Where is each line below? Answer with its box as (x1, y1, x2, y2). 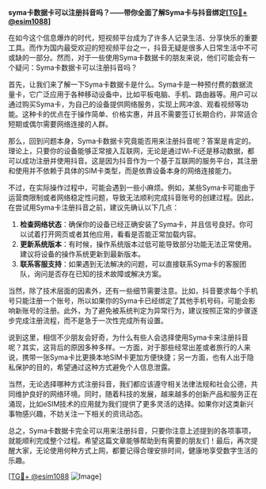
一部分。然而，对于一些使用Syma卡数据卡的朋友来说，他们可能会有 (28, 53, 249, 62)
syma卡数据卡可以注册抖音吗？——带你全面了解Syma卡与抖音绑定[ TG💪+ (8, 8, 248, 17)
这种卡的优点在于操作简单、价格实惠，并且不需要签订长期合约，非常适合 (21, 110, 258, 118)
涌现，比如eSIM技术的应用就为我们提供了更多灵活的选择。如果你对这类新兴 (8, 399, 254, 408)
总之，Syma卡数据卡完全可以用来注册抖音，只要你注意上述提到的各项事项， (8, 426, 256, 435)
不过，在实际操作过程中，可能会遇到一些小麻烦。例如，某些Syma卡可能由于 (8, 183, 256, 192)
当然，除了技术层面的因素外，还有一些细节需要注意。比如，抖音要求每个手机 (8, 286, 258, 295)
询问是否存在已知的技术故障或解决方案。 (33, 269, 166, 279)
